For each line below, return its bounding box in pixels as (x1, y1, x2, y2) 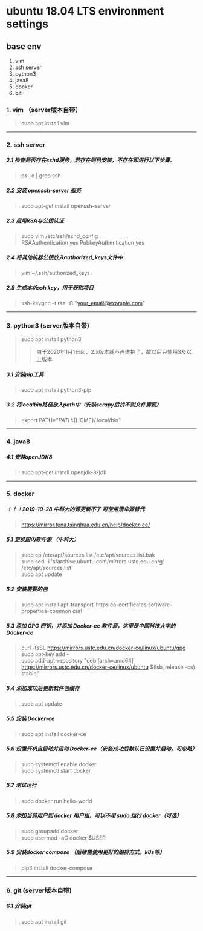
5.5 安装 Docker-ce (6, 715, 55, 722)
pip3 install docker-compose (21, 864, 93, 872)
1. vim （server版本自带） (6, 105, 82, 114)
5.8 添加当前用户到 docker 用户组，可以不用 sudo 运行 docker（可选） (6, 812, 182, 819)
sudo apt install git (21, 918, 68, 925)
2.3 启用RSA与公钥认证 (6, 217, 65, 224)
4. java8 (6, 437, 30, 446)
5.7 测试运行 (6, 781, 37, 789)
